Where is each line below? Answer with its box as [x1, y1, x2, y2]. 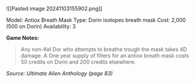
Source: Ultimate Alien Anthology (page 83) [6, 70, 113, 76]
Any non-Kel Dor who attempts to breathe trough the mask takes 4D [20, 46, 187, 53]
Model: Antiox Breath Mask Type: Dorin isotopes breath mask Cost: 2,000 [6, 17, 186, 23]
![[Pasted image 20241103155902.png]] [6, 5, 103, 12]
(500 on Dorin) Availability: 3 [6, 23, 76, 30]
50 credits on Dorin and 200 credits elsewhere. [20, 59, 136, 65]
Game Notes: [6, 34, 40, 41]
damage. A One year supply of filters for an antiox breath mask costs [20, 52, 190, 59]
